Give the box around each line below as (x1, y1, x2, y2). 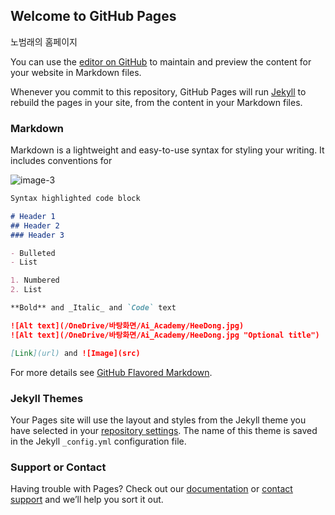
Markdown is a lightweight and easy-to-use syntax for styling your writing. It (10, 144, 325, 156)
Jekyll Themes (10, 391, 84, 405)
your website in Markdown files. (10, 66, 142, 78)
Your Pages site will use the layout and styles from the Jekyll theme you (10, 414, 307, 426)
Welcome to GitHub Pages (10, 8, 177, 25)
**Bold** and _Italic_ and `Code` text (10, 303, 177, 313)
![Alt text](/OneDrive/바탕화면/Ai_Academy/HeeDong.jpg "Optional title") (10, 330, 320, 340)
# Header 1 (10, 211, 56, 221)
